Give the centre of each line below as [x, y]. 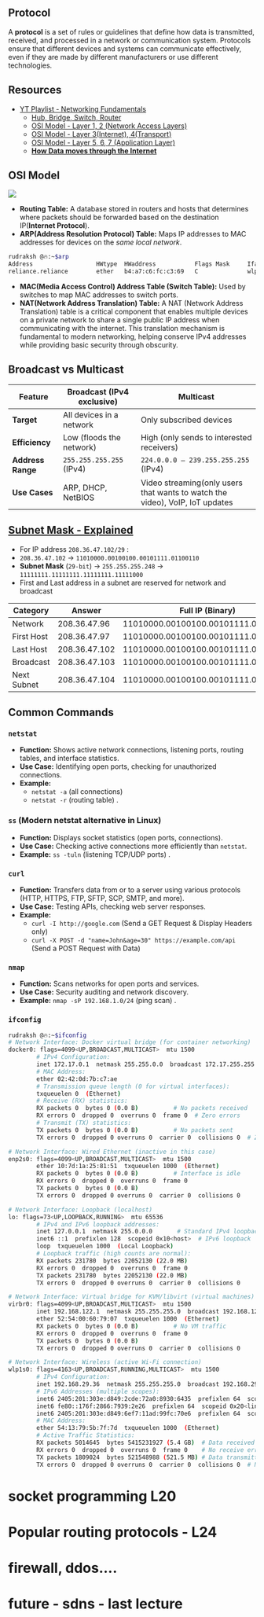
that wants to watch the [184, 492]
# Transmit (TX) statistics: [84, 1123]
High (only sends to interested [196, 437]
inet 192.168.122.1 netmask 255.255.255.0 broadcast [128, 1312]
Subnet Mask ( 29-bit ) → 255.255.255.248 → [92, 566]
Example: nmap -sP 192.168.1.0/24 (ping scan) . [98, 1001]
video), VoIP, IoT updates [187, 502]
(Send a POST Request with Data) [86, 948]
